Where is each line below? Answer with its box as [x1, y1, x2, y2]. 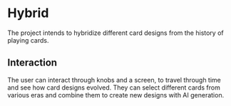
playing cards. [7, 36, 49, 44]
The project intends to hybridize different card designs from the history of [7, 28, 224, 37]
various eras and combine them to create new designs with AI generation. [7, 90, 225, 99]
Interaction [7, 57, 58, 69]
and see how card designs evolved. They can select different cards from [7, 83, 221, 92]
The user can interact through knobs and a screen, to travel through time [7, 75, 221, 84]
